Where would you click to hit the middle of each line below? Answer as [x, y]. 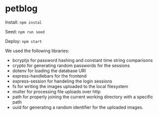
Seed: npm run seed [25, 31]
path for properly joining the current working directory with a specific [83, 97]
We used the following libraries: [37, 51]
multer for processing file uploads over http [56, 91]
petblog [21, 9]
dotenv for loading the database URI [49, 71]
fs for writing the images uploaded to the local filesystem [70, 86]
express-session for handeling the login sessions [62, 81]
